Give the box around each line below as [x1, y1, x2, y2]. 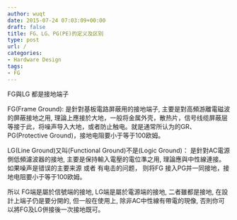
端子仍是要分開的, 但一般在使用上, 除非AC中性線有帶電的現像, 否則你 [19, 196, 219, 204]
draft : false [7, 23, 46, 30]
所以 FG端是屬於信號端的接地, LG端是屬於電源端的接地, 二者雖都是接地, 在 [7, 188, 222, 196]
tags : [7, 63, 23, 70]
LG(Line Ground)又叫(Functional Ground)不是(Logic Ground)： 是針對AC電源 [7, 146, 231, 154]
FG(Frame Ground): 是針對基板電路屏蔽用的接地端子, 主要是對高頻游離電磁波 [7, 104, 231, 113]
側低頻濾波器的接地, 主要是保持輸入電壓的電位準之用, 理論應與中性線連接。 [7, 154, 225, 163]
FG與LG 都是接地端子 [7, 90, 69, 98]
